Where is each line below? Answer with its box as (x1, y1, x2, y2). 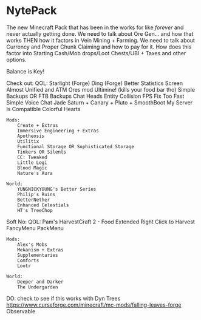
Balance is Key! (6, 67, 44, 75)
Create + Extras (17, 122, 59, 128)
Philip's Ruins (17, 191, 56, 197)
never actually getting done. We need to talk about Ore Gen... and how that (6, 30, 194, 37)
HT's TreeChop (17, 207, 53, 213)
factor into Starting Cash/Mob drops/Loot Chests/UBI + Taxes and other (6, 49, 186, 56)
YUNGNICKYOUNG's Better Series (17, 186, 97, 192)
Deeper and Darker (17, 279, 64, 285)
